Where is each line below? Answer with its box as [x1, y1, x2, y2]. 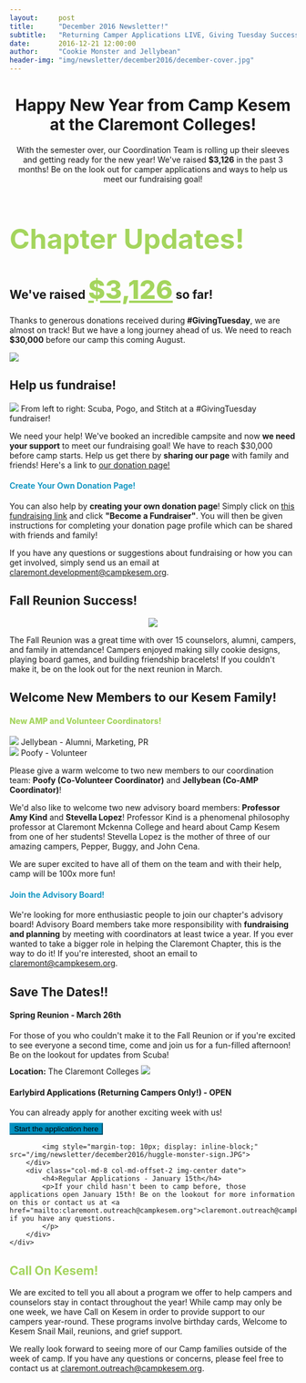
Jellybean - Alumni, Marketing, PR [20, 737, 148, 748]
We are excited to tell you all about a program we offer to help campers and [9, 1286, 292, 1297]
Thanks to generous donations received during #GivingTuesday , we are [9, 315, 280, 325]
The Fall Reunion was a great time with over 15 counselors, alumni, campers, [9, 635, 297, 645]
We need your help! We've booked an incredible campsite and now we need [9, 430, 296, 441]
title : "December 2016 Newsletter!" [9, 22, 169, 31]
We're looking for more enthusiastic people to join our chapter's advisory [9, 909, 284, 921]
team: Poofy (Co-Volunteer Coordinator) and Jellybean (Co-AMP [9, 775, 260, 786]
